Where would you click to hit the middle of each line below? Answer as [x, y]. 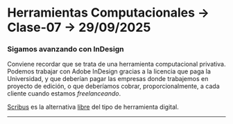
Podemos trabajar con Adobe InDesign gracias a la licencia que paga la [109, 71]
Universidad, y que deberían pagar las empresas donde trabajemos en [108, 79]
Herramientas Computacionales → [109, 13]
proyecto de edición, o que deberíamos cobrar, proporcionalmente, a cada [113, 86]
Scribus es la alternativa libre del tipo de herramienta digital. [93, 107]
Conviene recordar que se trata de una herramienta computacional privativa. [116, 64]
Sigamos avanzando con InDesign [66, 49]
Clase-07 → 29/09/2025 [79, 27]
